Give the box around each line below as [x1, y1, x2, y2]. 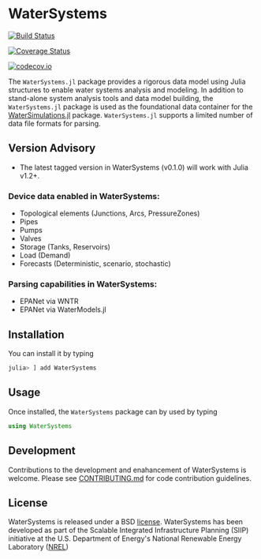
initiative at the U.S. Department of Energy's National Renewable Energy [8, 534, 242, 543]
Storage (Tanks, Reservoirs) [19, 242, 110, 252]
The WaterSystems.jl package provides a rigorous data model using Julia [8, 77, 246, 86]
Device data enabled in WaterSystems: [8, 190, 160, 201]
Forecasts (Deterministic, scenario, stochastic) [19, 259, 171, 268]
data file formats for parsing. [8, 118, 101, 128]
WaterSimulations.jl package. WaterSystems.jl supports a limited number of [8, 110, 254, 119]
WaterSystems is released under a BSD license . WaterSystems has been [8, 517, 243, 527]
